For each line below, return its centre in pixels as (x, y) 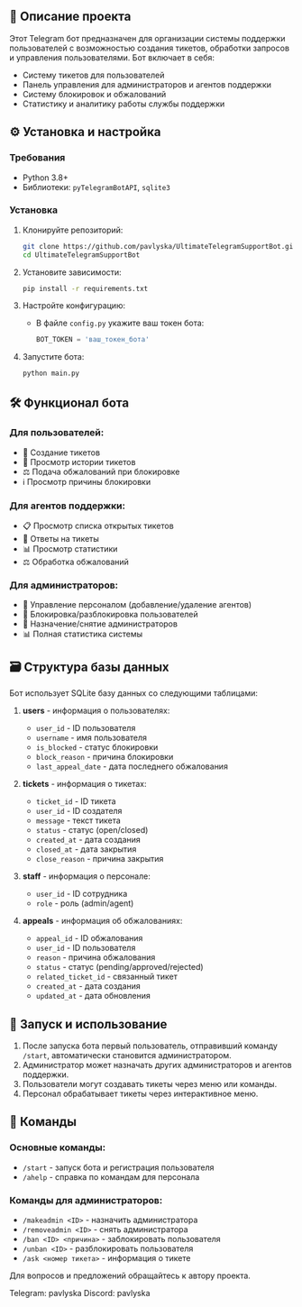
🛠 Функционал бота (69, 402)
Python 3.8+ (46, 178)
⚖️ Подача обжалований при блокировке (101, 471)
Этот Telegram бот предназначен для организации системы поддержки (147, 38)
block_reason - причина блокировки (105, 757)
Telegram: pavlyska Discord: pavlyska (80, 1293)
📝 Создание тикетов (61, 452)
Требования (37, 158)
